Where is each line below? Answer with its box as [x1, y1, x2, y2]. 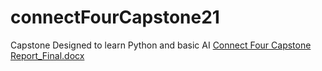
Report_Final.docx [10, 49, 85, 61]
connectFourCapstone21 [10, 6, 220, 29]
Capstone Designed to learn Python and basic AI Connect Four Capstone [10, 39, 312, 51]
